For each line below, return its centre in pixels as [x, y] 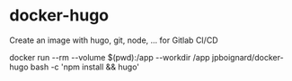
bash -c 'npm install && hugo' [85, 67]
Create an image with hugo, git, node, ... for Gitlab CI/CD [114, 40]
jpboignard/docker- [248, 57]
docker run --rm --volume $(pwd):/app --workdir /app [110, 57]
